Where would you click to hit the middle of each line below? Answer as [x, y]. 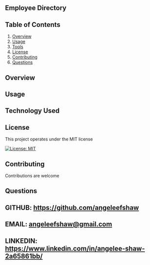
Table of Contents [33, 25]
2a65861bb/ [24, 256]
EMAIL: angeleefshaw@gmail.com [59, 224]
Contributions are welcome [32, 176]
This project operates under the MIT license [49, 139]
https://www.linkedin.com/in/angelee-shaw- [75, 248]
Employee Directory [36, 8]
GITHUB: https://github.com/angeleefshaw [72, 208]
